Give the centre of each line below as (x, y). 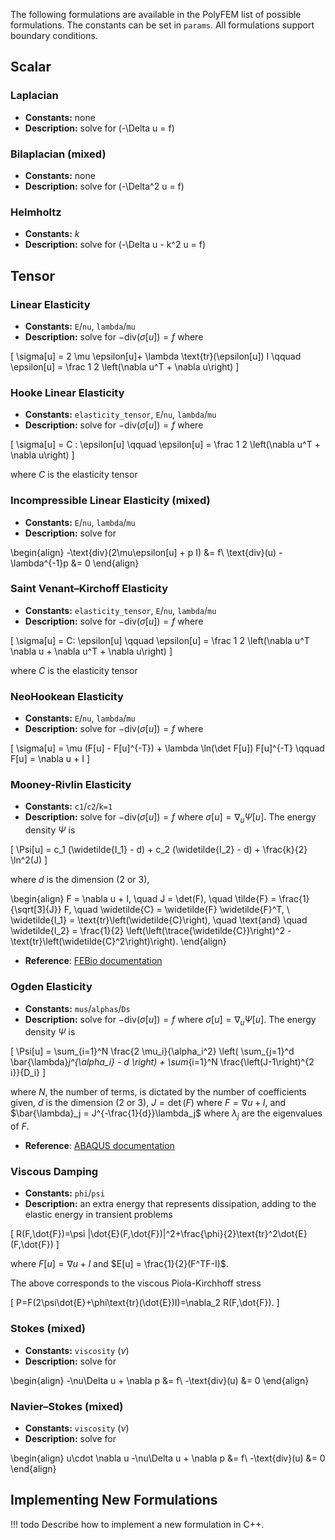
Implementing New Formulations (114, 1500)
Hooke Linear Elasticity (67, 392)
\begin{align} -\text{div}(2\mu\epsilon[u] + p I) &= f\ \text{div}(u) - (146, 552)
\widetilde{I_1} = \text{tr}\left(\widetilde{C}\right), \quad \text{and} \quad (159, 920)
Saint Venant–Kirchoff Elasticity (89, 589)
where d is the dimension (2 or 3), (80, 880)
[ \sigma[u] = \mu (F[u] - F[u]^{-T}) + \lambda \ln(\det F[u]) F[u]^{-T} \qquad (167, 748)
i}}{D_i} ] (28, 1073)
